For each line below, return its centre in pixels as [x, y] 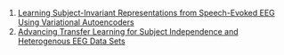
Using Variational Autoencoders [76, 22]
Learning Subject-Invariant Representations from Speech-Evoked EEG [146, 13]
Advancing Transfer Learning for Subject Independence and [128, 31]
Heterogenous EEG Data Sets [72, 41]
